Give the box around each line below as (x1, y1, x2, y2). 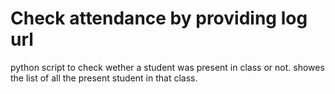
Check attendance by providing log (10, 7, 308, 30)
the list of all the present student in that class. (10, 72, 198, 84)
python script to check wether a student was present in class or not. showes (10, 61, 325, 73)
